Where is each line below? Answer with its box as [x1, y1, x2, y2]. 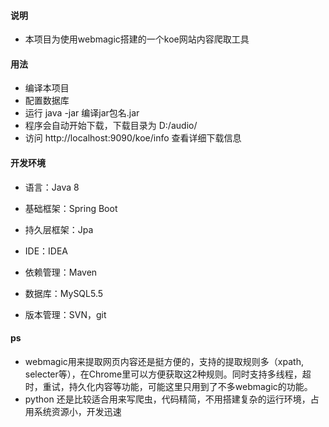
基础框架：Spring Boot [24, 202, 118, 214]
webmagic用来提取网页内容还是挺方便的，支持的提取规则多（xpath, [24, 355, 304, 367]
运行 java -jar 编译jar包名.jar [24, 107, 140, 119]
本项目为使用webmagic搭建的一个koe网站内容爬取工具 [24, 33, 250, 45]
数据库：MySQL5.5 [24, 287, 104, 299]
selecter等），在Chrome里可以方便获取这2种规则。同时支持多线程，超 [24, 368, 312, 380]
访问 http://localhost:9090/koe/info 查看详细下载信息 [24, 132, 242, 144]
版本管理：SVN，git [24, 308, 107, 320]
